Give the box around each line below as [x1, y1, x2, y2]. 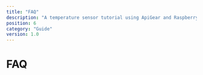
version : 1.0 [6, 31, 39, 37]
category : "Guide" [6, 25, 53, 32]
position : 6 [6, 20, 36, 26]
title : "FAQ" [6, 8, 39, 15]
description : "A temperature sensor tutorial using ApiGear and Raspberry [6, 15, 199, 21]
